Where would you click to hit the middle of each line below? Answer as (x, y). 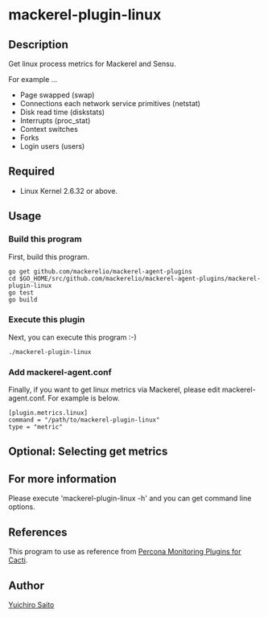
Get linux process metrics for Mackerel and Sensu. (92, 64)
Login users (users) (52, 146)
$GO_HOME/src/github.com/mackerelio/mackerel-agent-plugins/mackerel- (140, 278)
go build (23, 299)
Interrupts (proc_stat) (55, 121)
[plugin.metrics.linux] (48, 413)
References (38, 532)
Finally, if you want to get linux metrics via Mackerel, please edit (114, 390)
